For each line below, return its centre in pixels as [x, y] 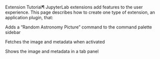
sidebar [13, 32]
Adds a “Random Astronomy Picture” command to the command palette [79, 27]
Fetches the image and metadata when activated [55, 42]
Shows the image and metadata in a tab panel [52, 51]
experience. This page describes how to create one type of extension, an [80, 12]
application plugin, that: [29, 17]
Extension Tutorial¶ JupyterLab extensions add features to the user [74, 7]
